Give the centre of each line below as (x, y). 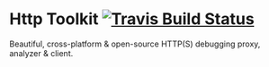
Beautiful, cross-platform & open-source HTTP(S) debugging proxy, (135, 44)
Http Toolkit (54, 19)
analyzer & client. (41, 53)
